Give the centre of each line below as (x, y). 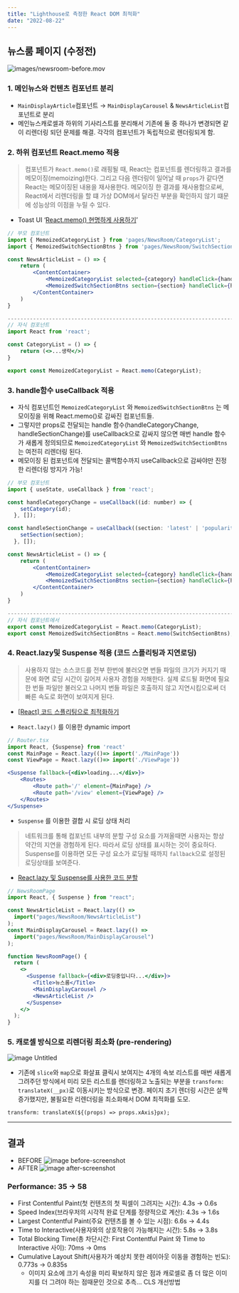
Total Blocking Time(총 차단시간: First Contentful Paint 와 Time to (111, 1238)
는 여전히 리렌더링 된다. (50, 451)
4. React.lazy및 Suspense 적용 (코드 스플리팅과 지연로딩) (102, 653)
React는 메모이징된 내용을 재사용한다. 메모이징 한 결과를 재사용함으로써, (124, 186)
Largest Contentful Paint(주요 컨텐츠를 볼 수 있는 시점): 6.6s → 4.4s (113, 1220)
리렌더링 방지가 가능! (54, 469)
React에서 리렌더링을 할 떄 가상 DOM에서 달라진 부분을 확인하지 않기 (120, 196)
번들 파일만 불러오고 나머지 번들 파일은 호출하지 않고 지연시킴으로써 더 (129, 687)
